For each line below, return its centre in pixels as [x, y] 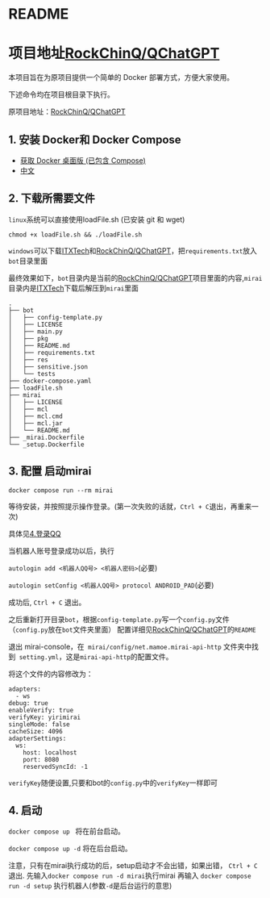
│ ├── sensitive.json [48, 367]
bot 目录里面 [28, 261]
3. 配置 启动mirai [50, 472]
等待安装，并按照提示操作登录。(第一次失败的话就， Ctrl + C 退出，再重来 [130, 506]
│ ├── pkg [28, 338]
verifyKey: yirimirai [45, 717]
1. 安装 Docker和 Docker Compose [95, 139]
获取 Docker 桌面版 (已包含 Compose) [83, 160]
